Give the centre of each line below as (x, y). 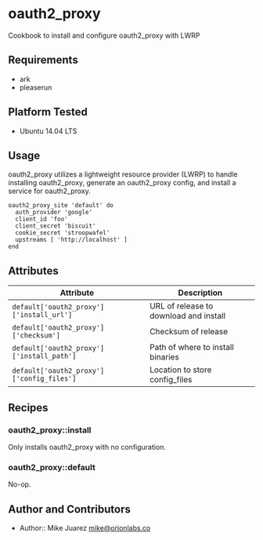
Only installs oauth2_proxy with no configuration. (87, 447)
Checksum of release (189, 332)
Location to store (181, 370)
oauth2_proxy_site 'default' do (61, 206)
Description (200, 293)
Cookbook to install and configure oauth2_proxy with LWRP (104, 35)
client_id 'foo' (41, 219)
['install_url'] (42, 315)
